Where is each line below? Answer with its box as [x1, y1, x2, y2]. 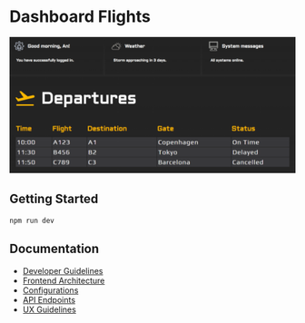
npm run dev [9, 216, 54, 225]
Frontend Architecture [22, 275, 105, 286]
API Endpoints [22, 294, 75, 305]
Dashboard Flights [9, 6, 152, 27]
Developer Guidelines [22, 265, 103, 276]
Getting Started [9, 191, 99, 206]
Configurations [22, 284, 79, 296]
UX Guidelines [22, 304, 77, 315]
